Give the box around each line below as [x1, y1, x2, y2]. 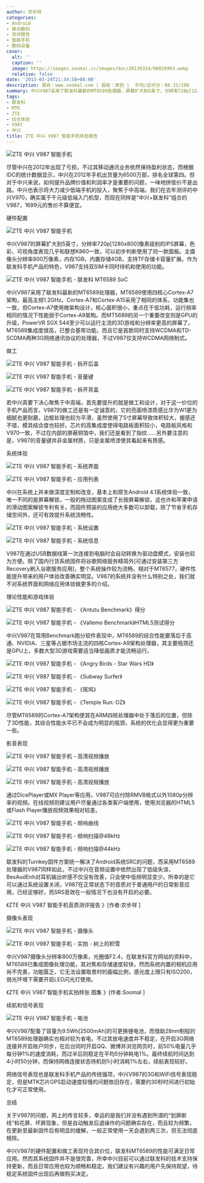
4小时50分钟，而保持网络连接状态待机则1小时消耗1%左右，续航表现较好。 [6, 1057, 191, 1065]
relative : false [12, 71, 53, 77]
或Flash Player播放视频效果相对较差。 [6, 806, 101, 814]
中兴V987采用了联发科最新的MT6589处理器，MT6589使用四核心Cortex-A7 [6, 288, 194, 296]
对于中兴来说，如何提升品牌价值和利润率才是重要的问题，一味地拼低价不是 [6, 179, 192, 186]
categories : [6, 15, 36, 21]
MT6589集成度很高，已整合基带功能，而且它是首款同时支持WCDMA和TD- [6, 326, 192, 334]
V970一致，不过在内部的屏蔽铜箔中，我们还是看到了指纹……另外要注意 [6, 429, 183, 436]
